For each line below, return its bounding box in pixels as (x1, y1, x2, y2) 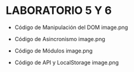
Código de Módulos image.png (14, 47, 93, 54)
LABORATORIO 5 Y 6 (6, 4, 112, 18)
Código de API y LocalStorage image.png (14, 59, 119, 66)
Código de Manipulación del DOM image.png (14, 24, 128, 31)
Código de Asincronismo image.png (14, 35, 105, 42)
